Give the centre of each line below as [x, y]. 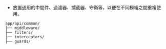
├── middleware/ [23, 28]
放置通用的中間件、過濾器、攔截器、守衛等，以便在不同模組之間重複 [85, 7]
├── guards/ [18, 41]
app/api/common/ [23, 23]
